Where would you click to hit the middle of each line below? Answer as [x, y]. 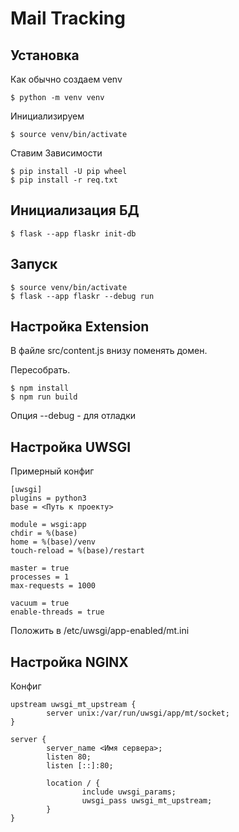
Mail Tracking [68, 18]
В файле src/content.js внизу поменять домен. [109, 351]
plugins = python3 [48, 498]
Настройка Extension [80, 327]
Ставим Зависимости [56, 153]
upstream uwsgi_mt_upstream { [73, 705]
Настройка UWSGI [71, 447]
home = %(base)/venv [53, 542]
